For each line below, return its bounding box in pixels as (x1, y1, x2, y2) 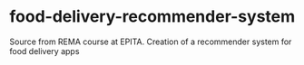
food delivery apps (9, 45, 80, 56)
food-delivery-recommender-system (9, 6, 296, 27)
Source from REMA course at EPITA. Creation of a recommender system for (9, 36, 292, 47)
